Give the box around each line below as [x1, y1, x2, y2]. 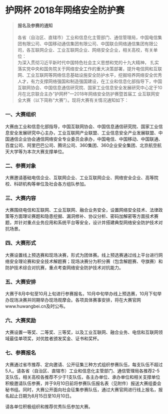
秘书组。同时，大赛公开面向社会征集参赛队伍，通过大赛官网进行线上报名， [5, 387, 158, 393]
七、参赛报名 [5, 349, 36, 356]
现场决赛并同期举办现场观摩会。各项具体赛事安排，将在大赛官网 [9, 297, 141, 303]
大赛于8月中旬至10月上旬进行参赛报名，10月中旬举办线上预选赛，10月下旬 [5, 291, 157, 297]
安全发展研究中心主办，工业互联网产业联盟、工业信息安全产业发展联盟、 [9, 129, 158, 135]
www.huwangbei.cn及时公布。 [5, 303, 68, 309]
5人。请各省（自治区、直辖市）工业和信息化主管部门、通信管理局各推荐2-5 [5, 368, 160, 374]
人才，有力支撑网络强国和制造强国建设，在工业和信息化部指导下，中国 [17, 78, 162, 84]
